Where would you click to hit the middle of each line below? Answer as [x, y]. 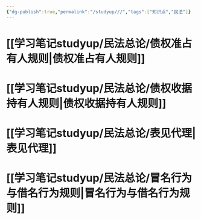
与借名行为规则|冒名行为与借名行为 [93, 193]
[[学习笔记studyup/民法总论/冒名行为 [99, 178]
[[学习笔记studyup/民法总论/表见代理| [101, 134]
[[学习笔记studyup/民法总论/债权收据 [99, 89]
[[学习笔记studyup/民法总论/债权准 [94, 43]
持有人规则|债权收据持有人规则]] [86, 104]
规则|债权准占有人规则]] [86, 58]
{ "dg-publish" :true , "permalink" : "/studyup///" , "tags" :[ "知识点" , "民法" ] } [99, 12]
